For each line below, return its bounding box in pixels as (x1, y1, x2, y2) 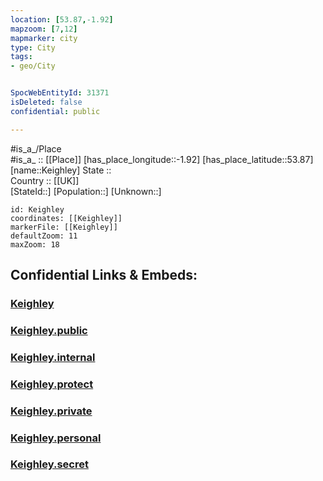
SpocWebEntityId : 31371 (10, 88, 110, 98)
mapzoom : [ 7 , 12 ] (10, 24, 78, 34)
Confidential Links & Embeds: (10, 267, 198, 284)
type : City (10, 42, 56, 53)
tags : (10, 52, 33, 62)
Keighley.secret (10, 457, 89, 471)
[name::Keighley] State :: (10, 164, 112, 176)
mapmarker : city (10, 33, 78, 43)
